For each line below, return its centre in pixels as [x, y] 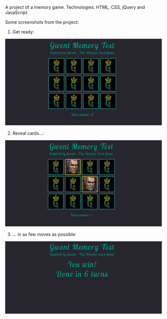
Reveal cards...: [28, 133]
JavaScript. [17, 12]
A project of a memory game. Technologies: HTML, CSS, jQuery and [75, 7]
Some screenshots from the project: [42, 22]
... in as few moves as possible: [44, 234]
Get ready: [23, 32]
